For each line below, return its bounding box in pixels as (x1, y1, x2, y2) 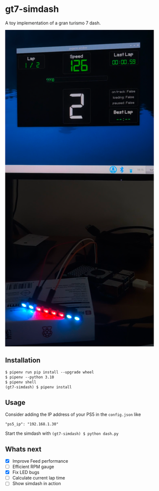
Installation (5, 356, 41, 364)
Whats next (5, 445, 42, 453)
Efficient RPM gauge (12, 464, 54, 470)
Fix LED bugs (12, 469, 40, 476)
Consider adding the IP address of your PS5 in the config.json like (5, 411, 141, 417)
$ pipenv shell (5, 380, 37, 385)
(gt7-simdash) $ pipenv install (5, 385, 72, 390)
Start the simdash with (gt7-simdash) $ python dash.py (5, 430, 119, 436)
